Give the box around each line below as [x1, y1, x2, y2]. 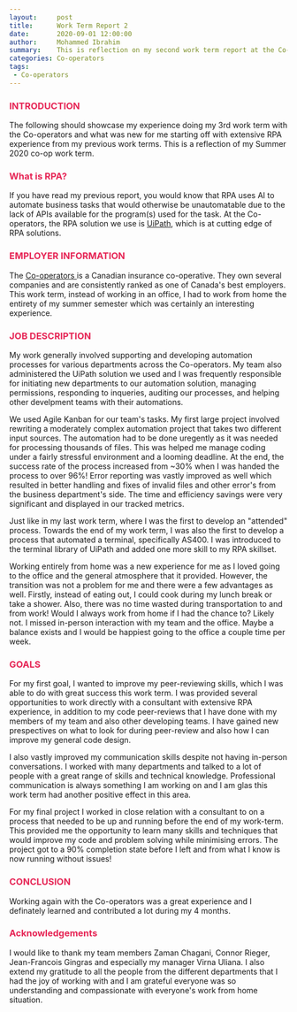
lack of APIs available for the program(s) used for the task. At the [9, 209, 246, 219]
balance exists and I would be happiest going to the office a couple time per [9, 626, 286, 637]
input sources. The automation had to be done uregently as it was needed [9, 433, 278, 443]
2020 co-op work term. [9, 148, 95, 159]
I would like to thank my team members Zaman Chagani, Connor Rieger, [9, 947, 270, 958]
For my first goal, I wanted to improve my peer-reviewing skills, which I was [9, 678, 284, 689]
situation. [9, 994, 43, 1005]
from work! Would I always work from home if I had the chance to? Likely [9, 608, 275, 618]
